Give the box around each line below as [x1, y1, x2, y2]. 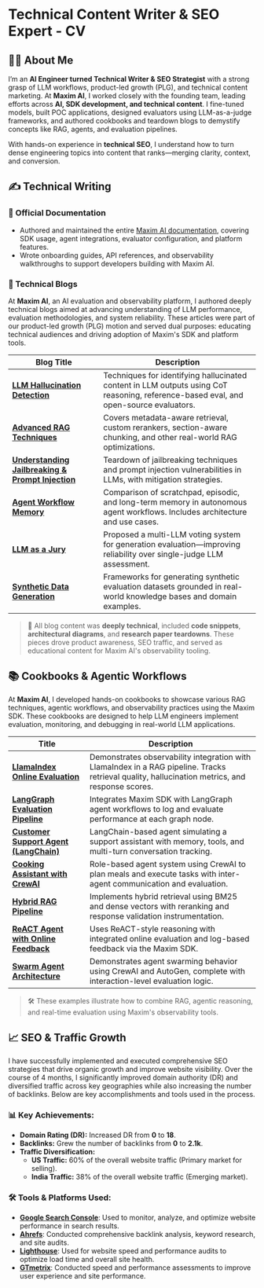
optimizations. [103, 442, 156, 453]
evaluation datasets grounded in [103, 581, 222, 592]
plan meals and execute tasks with [89, 868, 217, 879]
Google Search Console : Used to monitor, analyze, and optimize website [19, 1213, 256, 1223]
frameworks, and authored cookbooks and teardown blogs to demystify [8, 116, 240, 125]
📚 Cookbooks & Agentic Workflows [8, 670, 187, 683]
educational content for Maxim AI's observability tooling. [27, 646, 211, 655]
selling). [31, 1163, 57, 1172]
